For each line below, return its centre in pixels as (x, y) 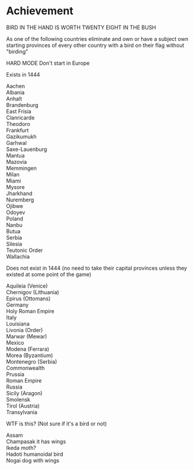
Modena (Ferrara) (28, 349)
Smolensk (18, 399)
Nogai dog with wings (33, 460)
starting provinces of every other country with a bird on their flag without (95, 45)
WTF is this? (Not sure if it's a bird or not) (57, 424)
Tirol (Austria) (23, 406)
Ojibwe (15, 206)
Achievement (40, 11)
